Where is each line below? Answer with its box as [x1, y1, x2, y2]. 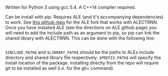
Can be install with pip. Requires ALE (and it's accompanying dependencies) [5, 14, 163, 19]
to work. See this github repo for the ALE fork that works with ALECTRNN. [5, 19, 158, 25]
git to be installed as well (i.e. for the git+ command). [5, 65, 115, 71]
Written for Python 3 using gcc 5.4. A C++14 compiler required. [5, 4, 136, 10]
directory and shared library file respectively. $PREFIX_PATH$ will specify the [5, 54, 161, 60]
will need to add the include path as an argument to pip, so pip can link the [5, 30, 160, 35]
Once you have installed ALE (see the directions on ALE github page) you [5, 24, 157, 30]
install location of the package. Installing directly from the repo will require [5, 60, 159, 65]
